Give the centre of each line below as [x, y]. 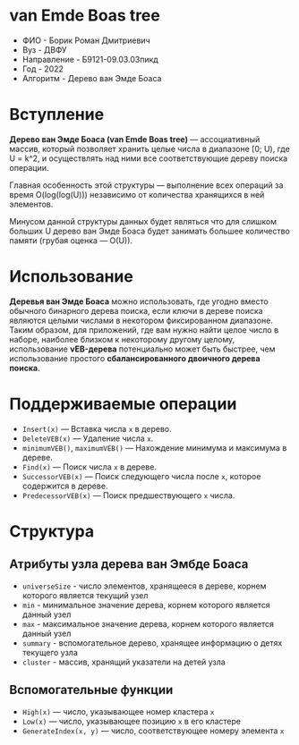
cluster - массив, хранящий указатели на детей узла [124, 662]
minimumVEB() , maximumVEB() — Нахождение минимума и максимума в [154, 447]
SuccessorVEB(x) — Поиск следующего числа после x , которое [141, 476]
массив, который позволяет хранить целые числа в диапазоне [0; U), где [150, 148]
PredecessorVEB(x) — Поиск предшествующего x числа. [128, 495]
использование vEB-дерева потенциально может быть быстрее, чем [142, 349]
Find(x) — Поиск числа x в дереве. [89, 467]
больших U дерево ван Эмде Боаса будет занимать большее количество [150, 231]
